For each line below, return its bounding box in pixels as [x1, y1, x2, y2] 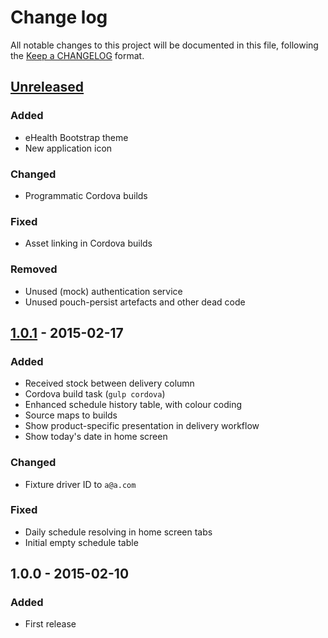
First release [24, 618, 77, 630]
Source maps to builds [24, 409, 118, 421]
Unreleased [10, 79, 85, 96]
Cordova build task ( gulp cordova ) [24, 388, 166, 400]
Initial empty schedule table [24, 536, 139, 548]
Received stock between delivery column [24, 377, 195, 390]
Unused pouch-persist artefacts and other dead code [24, 296, 246, 308]
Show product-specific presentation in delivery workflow [24, 420, 260, 432]
